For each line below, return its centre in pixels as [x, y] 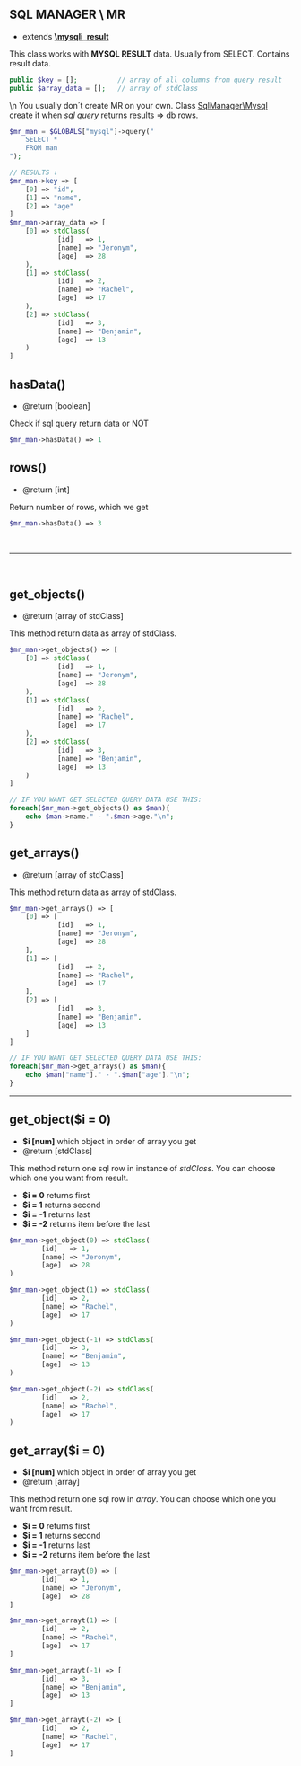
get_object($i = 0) [60, 1120]
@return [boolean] [56, 406]
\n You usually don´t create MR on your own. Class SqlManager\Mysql [139, 105]
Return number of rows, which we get [79, 507]
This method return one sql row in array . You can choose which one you [142, 1499]
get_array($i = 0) [57, 1450]
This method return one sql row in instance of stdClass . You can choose [142, 1168]
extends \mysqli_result [65, 36]
